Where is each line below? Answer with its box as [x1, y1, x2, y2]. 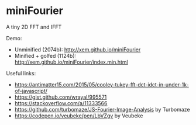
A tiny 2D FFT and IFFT [6, 23, 62, 30]
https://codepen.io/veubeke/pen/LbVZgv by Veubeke [14, 112, 143, 119]
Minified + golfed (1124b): [14, 52, 77, 59]
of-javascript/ [14, 87, 48, 94]
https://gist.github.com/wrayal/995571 [14, 93, 107, 100]
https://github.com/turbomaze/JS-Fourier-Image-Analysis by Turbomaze [14, 106, 190, 113]
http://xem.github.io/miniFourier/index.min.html [14, 58, 128, 65]
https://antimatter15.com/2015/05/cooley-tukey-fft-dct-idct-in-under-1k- [14, 81, 189, 88]
